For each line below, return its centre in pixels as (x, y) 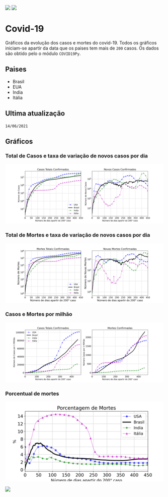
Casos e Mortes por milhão (39, 314)
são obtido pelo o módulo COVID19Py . (43, 53)
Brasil (18, 81)
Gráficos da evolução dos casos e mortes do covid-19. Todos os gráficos (81, 42)
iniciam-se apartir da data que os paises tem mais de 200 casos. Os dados (82, 48)
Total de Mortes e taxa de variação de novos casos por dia (78, 235)
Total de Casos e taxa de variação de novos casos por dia (77, 155)
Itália (17, 97)
